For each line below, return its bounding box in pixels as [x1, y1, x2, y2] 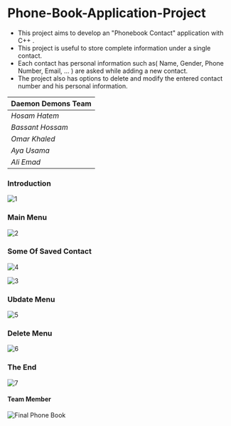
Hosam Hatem [11, 111, 60, 121]
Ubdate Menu [7, 294, 55, 304]
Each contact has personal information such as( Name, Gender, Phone [17, 59, 224, 67]
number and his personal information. [17, 81, 128, 90]
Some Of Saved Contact [7, 246, 92, 256]
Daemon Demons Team [11, 98, 92, 108]
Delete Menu [7, 328, 53, 338]
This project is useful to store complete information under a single [17, 44, 211, 52]
